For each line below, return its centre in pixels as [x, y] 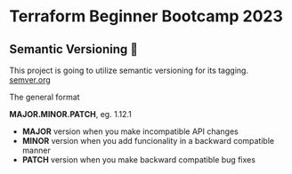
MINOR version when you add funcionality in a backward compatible [148, 141]
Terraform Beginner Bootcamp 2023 [146, 16]
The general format [45, 97]
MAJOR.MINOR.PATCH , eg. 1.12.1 [70, 114]
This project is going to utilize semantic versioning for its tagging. [129, 70]
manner [36, 150]
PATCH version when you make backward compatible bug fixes [139, 160]
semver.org [30, 80]
